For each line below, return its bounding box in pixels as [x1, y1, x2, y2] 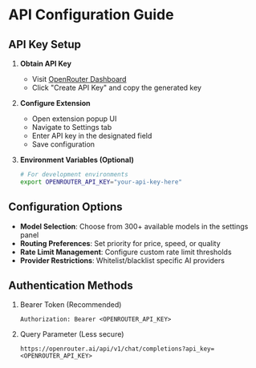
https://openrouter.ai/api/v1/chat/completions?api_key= [19, 345, 215, 354]
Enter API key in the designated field [31, 131, 152, 140]
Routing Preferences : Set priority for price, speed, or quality [19, 238, 221, 248]
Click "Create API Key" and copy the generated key [31, 83, 202, 92]
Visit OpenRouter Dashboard [31, 75, 127, 83]
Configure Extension [19, 99, 91, 107]
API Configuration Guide [8, 6, 174, 24]
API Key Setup [8, 38, 82, 51]
